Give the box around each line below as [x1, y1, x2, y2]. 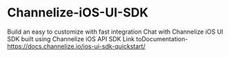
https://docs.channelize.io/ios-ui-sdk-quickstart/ [7, 42, 146, 50]
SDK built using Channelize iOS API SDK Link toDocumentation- [7, 34, 188, 43]
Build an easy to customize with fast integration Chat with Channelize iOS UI [7, 27, 223, 36]
